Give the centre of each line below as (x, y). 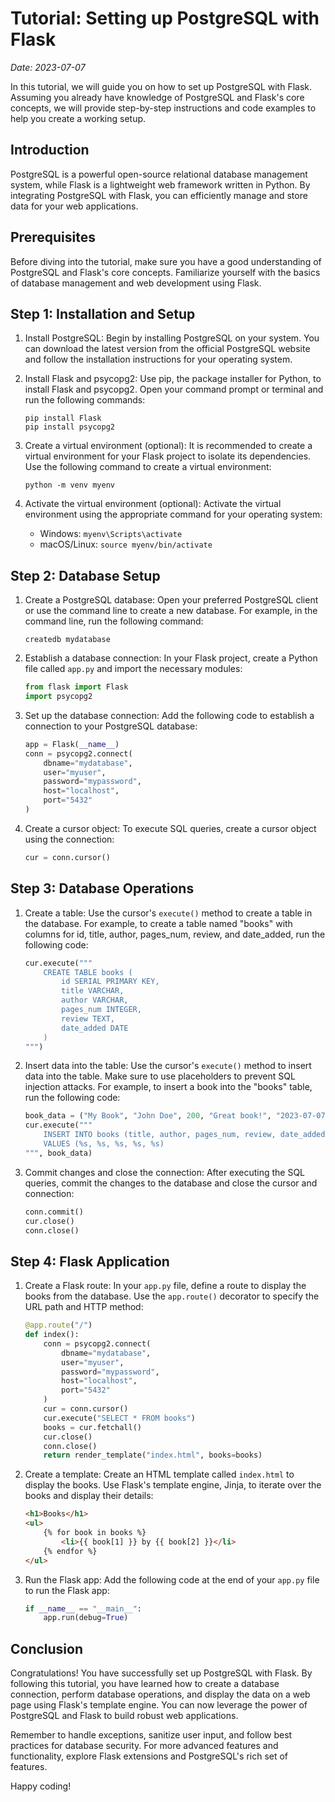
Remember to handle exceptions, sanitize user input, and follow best (151, 1735)
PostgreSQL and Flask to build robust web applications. (124, 1716)
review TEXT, (88, 1018)
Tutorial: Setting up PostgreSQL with (165, 18)
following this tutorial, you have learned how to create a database (145, 1684)
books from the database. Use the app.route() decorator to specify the (172, 1296)
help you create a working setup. (78, 118)
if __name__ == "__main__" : (83, 1608)
